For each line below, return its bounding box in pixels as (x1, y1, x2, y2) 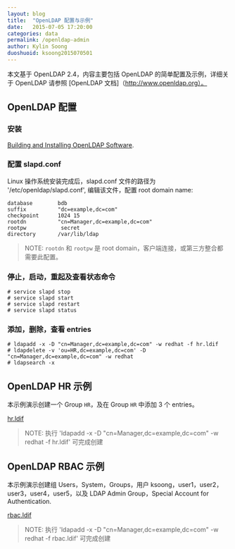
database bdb (7, 199, 68, 206)
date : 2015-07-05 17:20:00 (7, 23, 93, 30)
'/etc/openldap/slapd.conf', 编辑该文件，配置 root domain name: (7, 185, 193, 194)
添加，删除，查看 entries (7, 325, 91, 335)
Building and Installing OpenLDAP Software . (7, 140, 134, 149)
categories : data (7, 30, 58, 37)
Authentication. (7, 498, 51, 506)
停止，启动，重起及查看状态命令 (7, 272, 116, 282)
